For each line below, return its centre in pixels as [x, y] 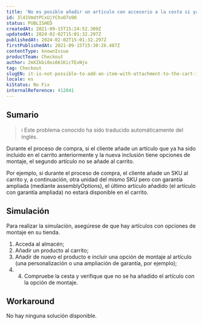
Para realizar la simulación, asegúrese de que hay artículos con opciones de [101, 226]
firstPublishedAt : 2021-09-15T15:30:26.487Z [63, 46]
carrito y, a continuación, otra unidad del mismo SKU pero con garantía [95, 179]
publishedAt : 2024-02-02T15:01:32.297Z [56, 40]
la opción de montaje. [51, 282]
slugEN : [16, 74]
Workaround [31, 301]
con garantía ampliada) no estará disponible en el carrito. [77, 192]
